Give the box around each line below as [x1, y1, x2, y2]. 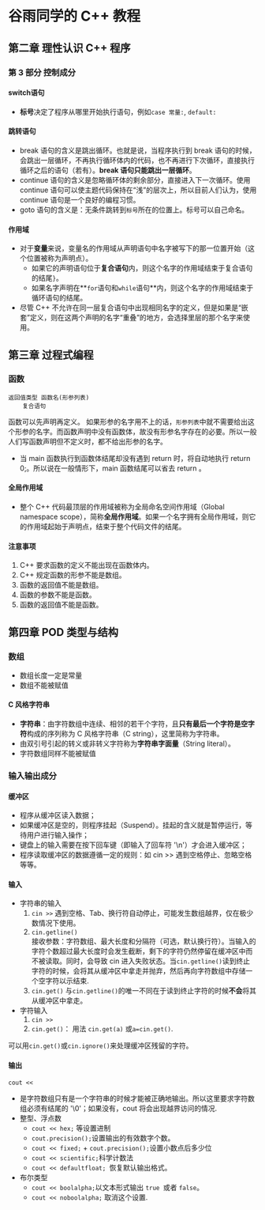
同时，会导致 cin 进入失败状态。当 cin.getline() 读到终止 [65, 956, 251, 966]
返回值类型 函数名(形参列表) [8, 393, 90, 402]
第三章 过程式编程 [8, 348, 94, 361]
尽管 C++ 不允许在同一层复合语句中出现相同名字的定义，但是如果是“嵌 [19, 303, 248, 312]
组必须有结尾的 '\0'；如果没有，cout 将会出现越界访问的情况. [19, 1103, 218, 1113]
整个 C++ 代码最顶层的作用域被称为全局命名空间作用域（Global [19, 502, 225, 511]
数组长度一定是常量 [19, 670, 83, 680]
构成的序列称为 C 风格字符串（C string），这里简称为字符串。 [26, 729, 224, 739]
